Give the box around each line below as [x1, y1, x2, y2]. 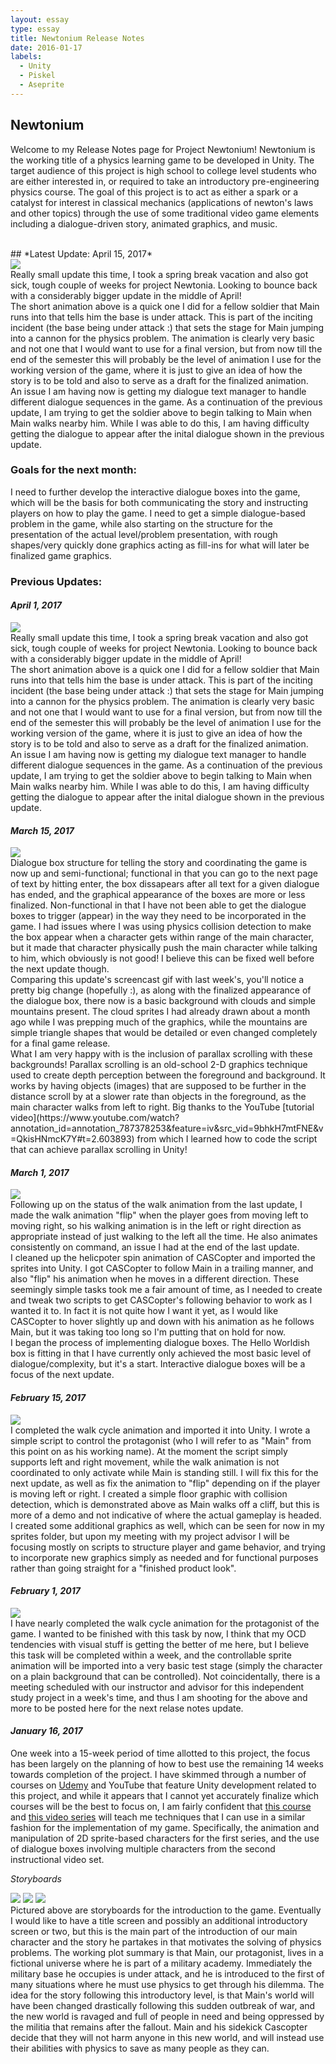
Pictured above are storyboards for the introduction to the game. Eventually [10, 1904, 322, 1916]
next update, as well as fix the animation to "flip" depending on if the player [10, 1477, 321, 1489]
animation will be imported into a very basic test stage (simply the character [10, 1659, 323, 1671]
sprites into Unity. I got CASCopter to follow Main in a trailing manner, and [10, 1262, 314, 1275]
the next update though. [10, 963, 110, 975]
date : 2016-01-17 [10, 42, 83, 53]
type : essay [10, 24, 60, 34]
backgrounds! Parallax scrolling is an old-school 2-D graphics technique [10, 1059, 308, 1071]
